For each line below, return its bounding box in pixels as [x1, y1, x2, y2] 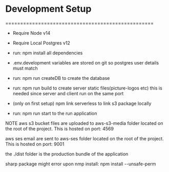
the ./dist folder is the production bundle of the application [5, 150, 129, 157]
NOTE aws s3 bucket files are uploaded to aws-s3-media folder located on [5, 120, 163, 126]
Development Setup [5, 3, 92, 15]
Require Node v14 [12, 30, 51, 36]
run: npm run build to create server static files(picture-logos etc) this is [12, 85, 162, 91]
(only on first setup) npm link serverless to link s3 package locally [12, 100, 152, 106]
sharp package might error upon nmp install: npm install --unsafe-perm [5, 161, 156, 167]
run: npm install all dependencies [12, 50, 83, 56]
